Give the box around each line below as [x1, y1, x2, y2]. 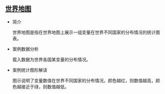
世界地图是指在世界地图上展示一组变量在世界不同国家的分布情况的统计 [12, 29, 156, 35]
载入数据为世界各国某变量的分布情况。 [12, 56, 91, 62]
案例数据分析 [12, 46, 39, 52]
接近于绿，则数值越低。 [21, 84, 69, 90]
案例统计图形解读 [12, 67, 48, 73]
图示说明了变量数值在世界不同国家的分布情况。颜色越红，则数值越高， [12, 77, 156, 83]
